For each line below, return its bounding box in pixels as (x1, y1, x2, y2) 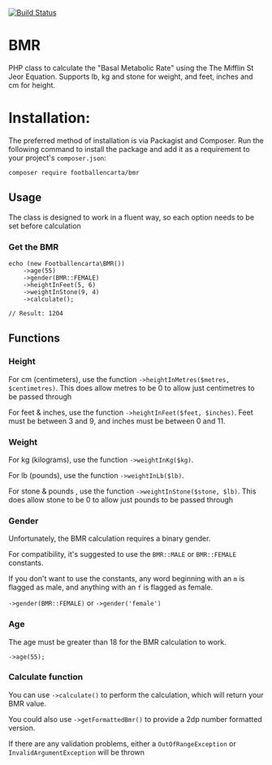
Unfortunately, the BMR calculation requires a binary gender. (8, 533, 211, 544)
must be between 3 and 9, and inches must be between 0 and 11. (8, 415, 226, 426)
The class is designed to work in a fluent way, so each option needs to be (8, 212, 254, 222)
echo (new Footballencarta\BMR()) (8, 259, 126, 267)
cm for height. (8, 80, 55, 89)
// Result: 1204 (8, 309, 63, 317)
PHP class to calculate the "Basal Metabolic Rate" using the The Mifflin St (8, 63, 254, 72)
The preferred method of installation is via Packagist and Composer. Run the (8, 135, 264, 146)
